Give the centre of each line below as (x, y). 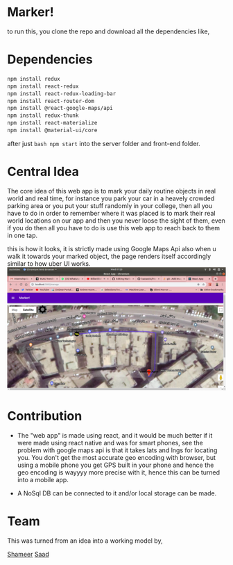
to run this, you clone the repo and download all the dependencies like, (109, 31)
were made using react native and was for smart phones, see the (110, 443)
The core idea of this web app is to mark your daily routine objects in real (112, 191)
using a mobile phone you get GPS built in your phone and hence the (115, 465)
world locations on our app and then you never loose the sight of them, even (116, 221)
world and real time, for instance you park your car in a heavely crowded (111, 198)
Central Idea (43, 172)
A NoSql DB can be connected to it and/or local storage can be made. (117, 493)
